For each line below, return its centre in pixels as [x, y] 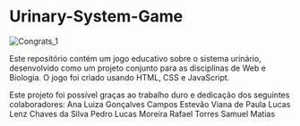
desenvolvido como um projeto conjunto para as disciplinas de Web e [138, 68]
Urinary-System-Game [96, 17]
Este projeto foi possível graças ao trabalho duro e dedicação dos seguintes [150, 95]
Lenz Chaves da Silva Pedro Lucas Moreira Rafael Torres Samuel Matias [142, 113]
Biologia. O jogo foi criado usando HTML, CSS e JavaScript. [120, 77]
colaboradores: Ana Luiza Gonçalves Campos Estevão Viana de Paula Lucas [150, 104]
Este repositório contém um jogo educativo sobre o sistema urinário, [135, 58]
